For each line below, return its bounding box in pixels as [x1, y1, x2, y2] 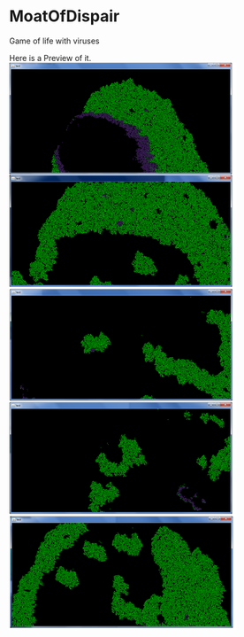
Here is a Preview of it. [9, 52, 92, 63]
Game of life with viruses [9, 35, 100, 46]
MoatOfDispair [9, 6, 120, 27]
